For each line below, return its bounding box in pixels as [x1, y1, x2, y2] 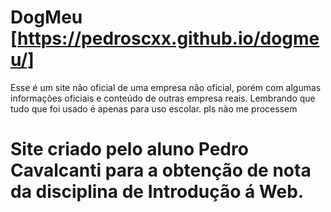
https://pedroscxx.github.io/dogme [17, 27, 320, 50]
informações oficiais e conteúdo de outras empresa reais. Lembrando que [10, 92, 316, 104]
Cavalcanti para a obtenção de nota [10, 159, 312, 182]
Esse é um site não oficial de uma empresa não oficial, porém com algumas [10, 81, 322, 93]
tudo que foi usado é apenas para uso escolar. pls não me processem [10, 102, 298, 115]
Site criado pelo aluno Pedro [10, 138, 249, 161]
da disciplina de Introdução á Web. [10, 181, 305, 203]
